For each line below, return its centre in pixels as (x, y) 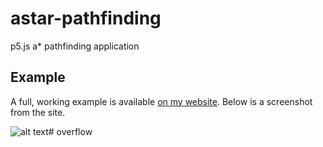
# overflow (70, 131)
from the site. (38, 112)
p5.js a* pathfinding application (75, 46)
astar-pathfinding (86, 18)
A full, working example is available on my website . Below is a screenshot (161, 101)
